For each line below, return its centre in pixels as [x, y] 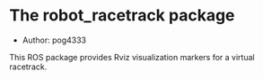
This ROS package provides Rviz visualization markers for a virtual [132, 57]
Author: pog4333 [54, 40]
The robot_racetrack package [122, 16]
